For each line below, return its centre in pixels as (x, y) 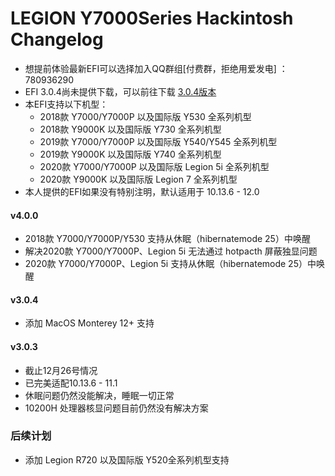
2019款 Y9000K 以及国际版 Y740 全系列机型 (130, 154)
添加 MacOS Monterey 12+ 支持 (89, 323)
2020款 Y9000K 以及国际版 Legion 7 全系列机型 (138, 179)
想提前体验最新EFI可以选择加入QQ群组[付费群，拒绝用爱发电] (150, 68)
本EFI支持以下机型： (66, 104)
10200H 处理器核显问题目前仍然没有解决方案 (116, 408)
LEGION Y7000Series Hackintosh (152, 18)
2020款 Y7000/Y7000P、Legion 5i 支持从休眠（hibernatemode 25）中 (170, 264)
